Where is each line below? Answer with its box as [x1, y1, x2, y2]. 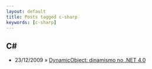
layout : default [6, 8, 46, 15]
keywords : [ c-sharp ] [6, 19, 57, 25]
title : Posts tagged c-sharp [6, 14, 78, 20]
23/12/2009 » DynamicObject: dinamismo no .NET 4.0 [14, 57, 146, 64]
